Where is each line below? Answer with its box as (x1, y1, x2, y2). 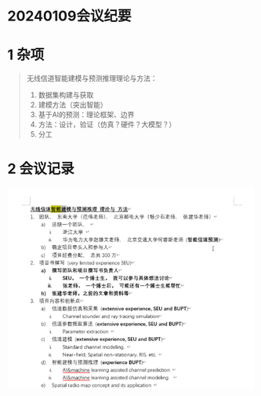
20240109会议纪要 (7, 7, 132, 25)
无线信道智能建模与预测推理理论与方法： (26, 74, 158, 83)
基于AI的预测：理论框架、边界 (38, 110, 135, 119)
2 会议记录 (7, 160, 75, 178)
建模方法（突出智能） (38, 100, 107, 110)
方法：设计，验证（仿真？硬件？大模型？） (38, 119, 176, 130)
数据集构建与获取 (38, 90, 94, 100)
